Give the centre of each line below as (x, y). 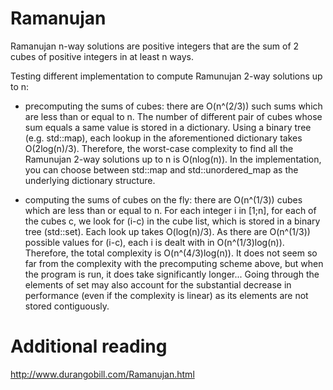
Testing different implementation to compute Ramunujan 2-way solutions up (166, 76)
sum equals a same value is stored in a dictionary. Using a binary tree (168, 127)
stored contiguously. (67, 306)
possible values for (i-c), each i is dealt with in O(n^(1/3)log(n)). (154, 242)
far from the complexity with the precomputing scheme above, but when (174, 263)
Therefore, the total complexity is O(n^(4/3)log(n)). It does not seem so (171, 253)
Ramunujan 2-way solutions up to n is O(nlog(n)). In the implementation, (173, 159)
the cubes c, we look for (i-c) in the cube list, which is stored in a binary (172, 221)
